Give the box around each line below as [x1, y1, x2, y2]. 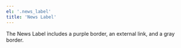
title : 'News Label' [6, 14, 57, 20]
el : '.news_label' [6, 8, 51, 15]
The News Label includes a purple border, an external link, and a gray [6, 30, 175, 37]
